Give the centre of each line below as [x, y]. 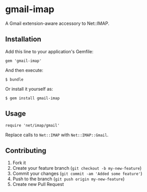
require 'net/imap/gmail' [32, 125]
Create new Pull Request [38, 184]
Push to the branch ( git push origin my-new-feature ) [68, 179]
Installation [23, 39]
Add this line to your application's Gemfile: [49, 51]
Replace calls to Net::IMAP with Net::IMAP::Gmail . [57, 135]
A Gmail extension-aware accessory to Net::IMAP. [57, 23]
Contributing [26, 150]
